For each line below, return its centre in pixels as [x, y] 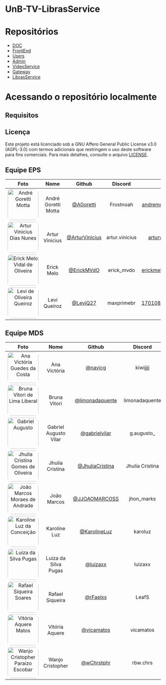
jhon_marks [143, 499]
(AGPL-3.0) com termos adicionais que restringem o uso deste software [78, 149]
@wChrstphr [96, 663]
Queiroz [53, 306]
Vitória [56, 627]
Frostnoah [121, 205]
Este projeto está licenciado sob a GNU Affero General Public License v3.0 [81, 144]
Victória [56, 371]
